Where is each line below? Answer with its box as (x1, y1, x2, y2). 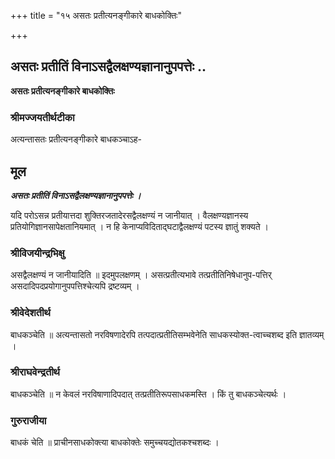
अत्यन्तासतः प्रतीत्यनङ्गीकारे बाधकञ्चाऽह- (10, 133, 143, 145)
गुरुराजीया (10, 413, 47, 427)
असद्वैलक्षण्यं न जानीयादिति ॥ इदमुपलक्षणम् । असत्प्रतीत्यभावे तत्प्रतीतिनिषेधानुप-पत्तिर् (10, 269, 272, 281)
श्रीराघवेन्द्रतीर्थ (10, 365, 60, 379)
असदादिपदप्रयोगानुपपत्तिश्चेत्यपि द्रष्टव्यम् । (10, 280, 140, 292)
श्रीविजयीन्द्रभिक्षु (10, 246, 65, 260)
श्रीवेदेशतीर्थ (10, 306, 51, 320)
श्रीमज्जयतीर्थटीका (10, 110, 75, 124)
